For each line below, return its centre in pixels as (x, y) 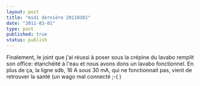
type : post (20, 29)
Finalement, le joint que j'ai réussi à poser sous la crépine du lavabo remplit (100, 57)
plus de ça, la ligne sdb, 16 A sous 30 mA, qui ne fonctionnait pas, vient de (99, 70)
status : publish (27, 40)
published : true (27, 35)
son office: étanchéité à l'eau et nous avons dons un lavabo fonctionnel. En (100, 64)
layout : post (23, 12)
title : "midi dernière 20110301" (48, 18)
